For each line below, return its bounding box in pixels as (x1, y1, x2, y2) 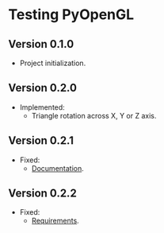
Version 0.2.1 (8, 134, 74, 148)
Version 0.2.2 (8, 187, 77, 200)
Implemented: (19, 102, 65, 112)
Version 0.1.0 (8, 37, 74, 51)
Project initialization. (19, 58, 86, 68)
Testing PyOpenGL (8, 6, 135, 24)
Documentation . (31, 163, 85, 173)
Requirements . (31, 216, 79, 226)
